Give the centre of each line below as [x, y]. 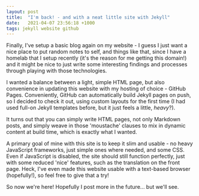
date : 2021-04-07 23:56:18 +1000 [51, 23]
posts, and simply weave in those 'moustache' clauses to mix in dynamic [96, 125]
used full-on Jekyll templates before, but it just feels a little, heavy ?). [91, 108]
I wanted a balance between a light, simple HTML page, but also [85, 82]
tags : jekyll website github [43, 28]
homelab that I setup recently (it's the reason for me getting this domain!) [97, 58]
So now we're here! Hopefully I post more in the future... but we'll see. [93, 187]
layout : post [22, 12]
